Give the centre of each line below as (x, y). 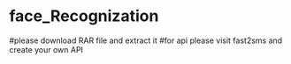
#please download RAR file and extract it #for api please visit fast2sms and (146, 40)
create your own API (46, 49)
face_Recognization (84, 16)
